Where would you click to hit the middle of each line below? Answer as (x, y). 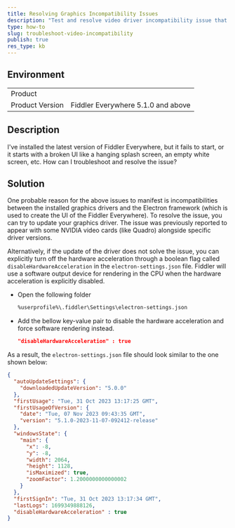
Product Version (38, 104)
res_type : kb (26, 46)
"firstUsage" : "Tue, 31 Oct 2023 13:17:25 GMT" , (86, 401)
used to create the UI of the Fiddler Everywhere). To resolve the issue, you (115, 215)
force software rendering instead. (66, 329)
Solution (26, 184)
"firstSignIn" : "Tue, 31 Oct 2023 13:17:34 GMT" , (87, 499)
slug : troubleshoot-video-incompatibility (70, 33)
